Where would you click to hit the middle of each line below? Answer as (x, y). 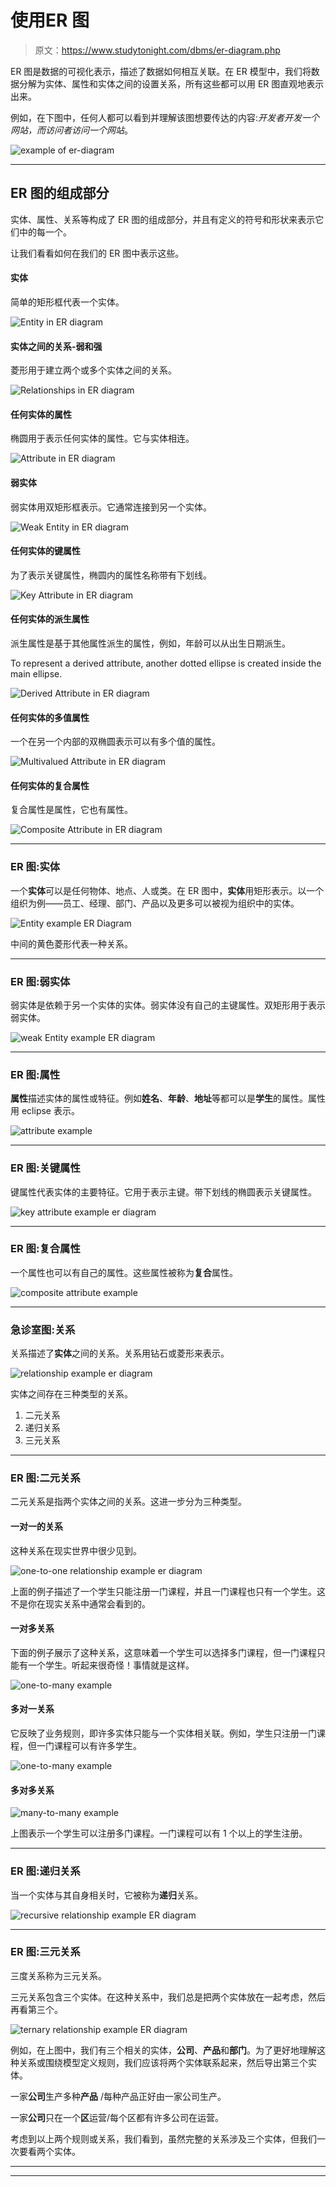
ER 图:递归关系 (45, 1871)
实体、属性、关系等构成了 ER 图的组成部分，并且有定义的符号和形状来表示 (163, 219)
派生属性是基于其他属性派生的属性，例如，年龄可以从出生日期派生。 (150, 643)
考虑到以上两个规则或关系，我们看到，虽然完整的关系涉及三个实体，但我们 (163, 2138)
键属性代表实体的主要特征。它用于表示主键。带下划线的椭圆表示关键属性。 (163, 1192)
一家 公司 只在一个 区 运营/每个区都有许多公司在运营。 (117, 2117)
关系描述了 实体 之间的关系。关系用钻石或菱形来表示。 (120, 1353)
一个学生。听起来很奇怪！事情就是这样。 (111, 1665)
